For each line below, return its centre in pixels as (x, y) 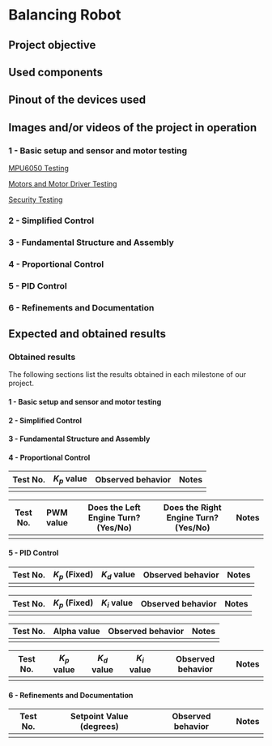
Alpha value (76, 632)
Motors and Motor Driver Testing (63, 184)
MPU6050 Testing (38, 169)
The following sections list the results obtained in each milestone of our (127, 375)
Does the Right (192, 507)
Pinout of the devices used (77, 100)
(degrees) (99, 727)
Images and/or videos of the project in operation (133, 127)
